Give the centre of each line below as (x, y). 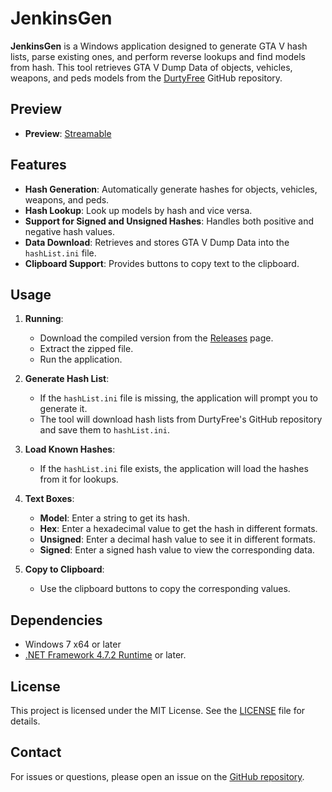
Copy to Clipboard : (64, 569)
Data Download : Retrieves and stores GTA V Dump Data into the (157, 242)
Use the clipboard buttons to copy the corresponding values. (165, 589)
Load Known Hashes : (70, 449)
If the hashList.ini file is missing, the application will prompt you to (178, 398)
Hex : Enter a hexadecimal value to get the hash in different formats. (178, 529)
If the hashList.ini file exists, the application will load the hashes (174, 469)
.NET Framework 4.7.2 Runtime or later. (105, 655)
